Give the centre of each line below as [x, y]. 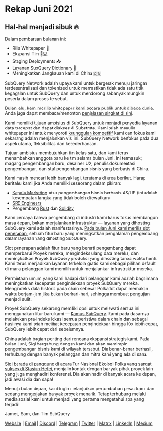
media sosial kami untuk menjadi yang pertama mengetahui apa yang [74, 399]
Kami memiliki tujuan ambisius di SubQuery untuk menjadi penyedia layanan [81, 123]
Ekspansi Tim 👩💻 [30, 54]
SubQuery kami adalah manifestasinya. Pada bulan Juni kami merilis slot [77, 228]
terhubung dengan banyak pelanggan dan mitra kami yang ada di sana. [76, 354]
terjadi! [12, 404]
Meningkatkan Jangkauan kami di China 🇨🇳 [56, 73]
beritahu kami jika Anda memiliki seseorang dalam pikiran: [63, 183]
